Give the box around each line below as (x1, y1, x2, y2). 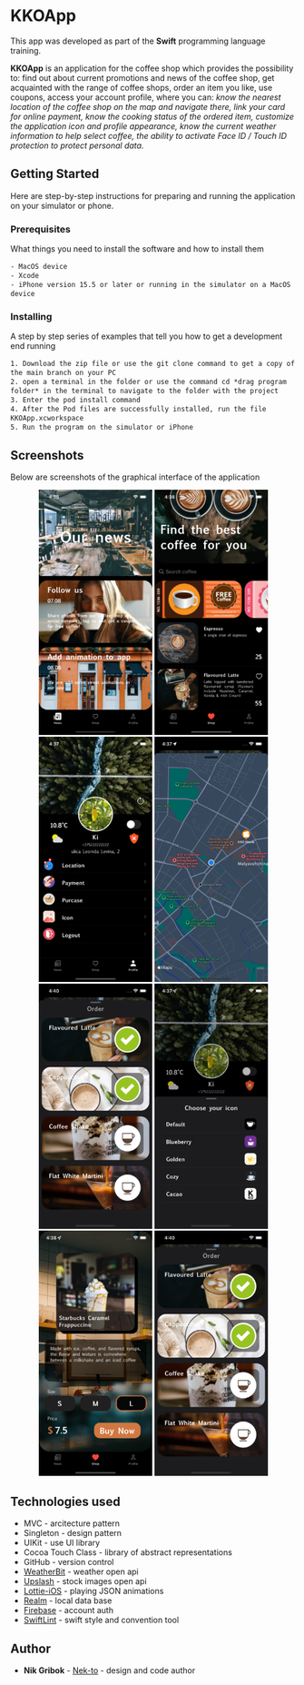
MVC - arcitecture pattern (23, 1518, 121, 1529)
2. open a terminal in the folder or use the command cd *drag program (10, 378, 287, 387)
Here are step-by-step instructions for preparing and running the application (10, 190, 296, 201)
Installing (10, 310, 53, 322)
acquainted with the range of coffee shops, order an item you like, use (10, 82, 273, 93)
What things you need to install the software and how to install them (10, 243, 264, 254)
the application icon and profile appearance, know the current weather (10, 120, 277, 132)
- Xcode (10, 272, 40, 281)
